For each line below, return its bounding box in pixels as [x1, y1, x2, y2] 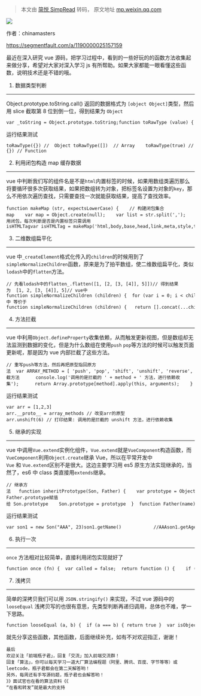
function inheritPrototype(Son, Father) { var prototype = [19, 488, 177, 494]
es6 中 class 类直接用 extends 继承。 [22, 469, 109, 476]
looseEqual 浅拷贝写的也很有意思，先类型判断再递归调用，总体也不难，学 [6, 603, 187, 610]
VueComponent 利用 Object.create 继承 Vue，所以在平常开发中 [6, 454, 153, 461]
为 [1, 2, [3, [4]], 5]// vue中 [6, 287, 88, 293]
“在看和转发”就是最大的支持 [6, 685, 66, 691]
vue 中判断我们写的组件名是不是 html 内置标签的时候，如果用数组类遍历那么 [6, 178, 190, 184]
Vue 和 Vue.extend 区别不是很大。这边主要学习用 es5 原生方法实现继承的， [6, 461, 187, 469]
